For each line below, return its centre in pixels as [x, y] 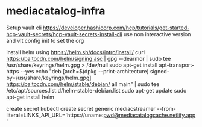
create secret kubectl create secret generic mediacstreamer [81, 108]
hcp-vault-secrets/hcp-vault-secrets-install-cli [64, 34]
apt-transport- [177, 65]
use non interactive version [157, 34]
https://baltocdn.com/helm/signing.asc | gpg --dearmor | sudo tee [89, 58]
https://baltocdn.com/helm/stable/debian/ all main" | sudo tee [83, 84]
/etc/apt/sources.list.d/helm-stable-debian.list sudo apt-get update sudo [96, 90]
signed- [160, 71]
